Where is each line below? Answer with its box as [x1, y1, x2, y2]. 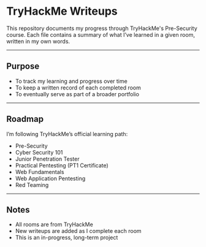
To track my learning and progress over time [15, 77, 128, 85]
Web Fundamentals [15, 168, 64, 175]
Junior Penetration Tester [15, 155, 80, 162]
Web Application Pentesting [15, 175, 86, 182]
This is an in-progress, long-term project [15, 234, 118, 241]
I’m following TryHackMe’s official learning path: [6, 130, 128, 137]
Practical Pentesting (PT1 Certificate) [15, 161, 109, 169]
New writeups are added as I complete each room [15, 227, 142, 235]
